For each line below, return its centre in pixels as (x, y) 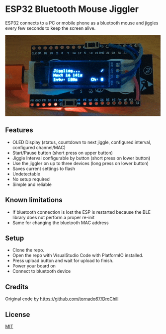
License (18, 314)
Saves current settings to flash (44, 168)
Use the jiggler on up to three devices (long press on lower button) (81, 163)
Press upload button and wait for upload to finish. (63, 261)
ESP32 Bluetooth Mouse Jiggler (72, 9)
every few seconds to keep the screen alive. (50, 28)
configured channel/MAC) (39, 147)
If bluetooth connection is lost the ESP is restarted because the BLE (81, 212)
